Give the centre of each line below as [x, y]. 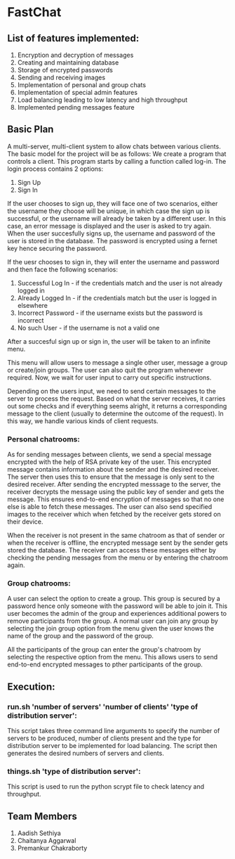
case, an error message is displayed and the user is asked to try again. [109, 226]
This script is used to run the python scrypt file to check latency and [106, 787]
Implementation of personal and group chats [81, 85]
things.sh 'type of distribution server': [74, 772]
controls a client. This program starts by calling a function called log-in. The [117, 161]
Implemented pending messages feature [76, 107]
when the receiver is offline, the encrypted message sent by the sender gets [117, 543]
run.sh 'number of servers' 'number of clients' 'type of [103, 706]
